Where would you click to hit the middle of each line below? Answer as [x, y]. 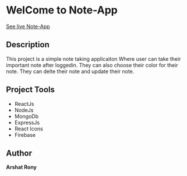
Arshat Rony [21, 167]
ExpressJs [27, 122]
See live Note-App [28, 26]
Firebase [25, 134]
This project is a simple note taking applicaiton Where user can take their [93, 58]
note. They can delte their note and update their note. [70, 71]
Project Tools [31, 90]
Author [19, 153]
